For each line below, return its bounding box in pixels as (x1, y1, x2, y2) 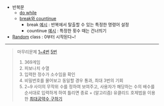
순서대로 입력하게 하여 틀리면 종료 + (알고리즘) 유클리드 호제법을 (24, 90, 146, 95)
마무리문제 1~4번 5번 (17, 49, 58, 55)
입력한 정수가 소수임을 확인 (24, 71, 76, 77)
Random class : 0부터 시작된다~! (12, 34, 76, 40)
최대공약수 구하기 (29, 96, 62, 102)
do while (19, 10, 37, 16)
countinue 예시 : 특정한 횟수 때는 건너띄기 (26, 28, 107, 33)
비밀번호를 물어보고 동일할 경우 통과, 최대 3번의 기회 (24, 78, 123, 83)
